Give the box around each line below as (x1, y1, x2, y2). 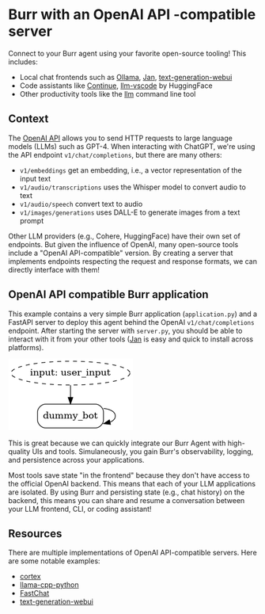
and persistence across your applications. (8, 455, 145, 464)
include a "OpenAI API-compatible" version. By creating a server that (8, 248, 233, 257)
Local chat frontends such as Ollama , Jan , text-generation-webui (19, 72, 233, 82)
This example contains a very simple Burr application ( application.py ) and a (8, 309, 258, 318)
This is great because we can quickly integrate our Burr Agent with (8, 438, 226, 448)
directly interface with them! (8, 265, 100, 274)
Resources (8, 527, 62, 540)
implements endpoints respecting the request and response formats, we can (8, 256, 257, 266)
